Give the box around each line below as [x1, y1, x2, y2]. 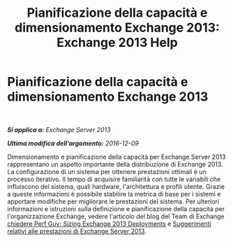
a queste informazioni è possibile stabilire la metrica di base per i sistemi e [7, 190, 221, 198]
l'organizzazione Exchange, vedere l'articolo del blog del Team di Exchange [7, 212, 225, 220]
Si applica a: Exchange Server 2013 [7, 125, 111, 134]
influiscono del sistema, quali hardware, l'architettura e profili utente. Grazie [7, 182, 225, 190]
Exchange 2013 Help [57, 35, 178, 50]
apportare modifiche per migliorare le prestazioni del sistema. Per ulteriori [7, 197, 220, 206]
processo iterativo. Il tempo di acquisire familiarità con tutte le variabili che [7, 175, 221, 183]
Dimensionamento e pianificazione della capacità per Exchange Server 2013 [7, 152, 226, 161]
